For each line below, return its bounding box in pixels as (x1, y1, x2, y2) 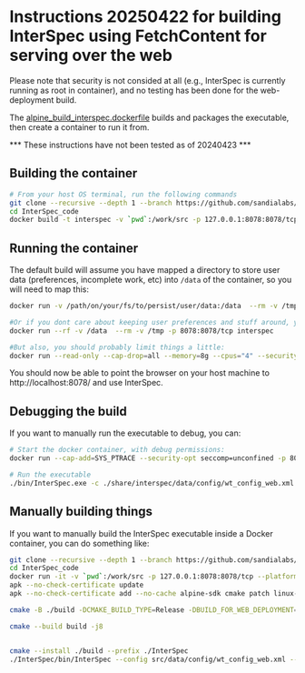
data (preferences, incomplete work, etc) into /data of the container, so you (9, 275, 292, 286)
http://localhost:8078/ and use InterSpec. (9, 377, 163, 388)
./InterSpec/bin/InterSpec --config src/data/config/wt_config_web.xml (9, 655, 286, 664)
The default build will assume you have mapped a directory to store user (9, 265, 280, 276)
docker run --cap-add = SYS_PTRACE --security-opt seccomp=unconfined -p (9, 454, 286, 463)
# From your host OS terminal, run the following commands (9, 189, 238, 199)
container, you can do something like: (9, 537, 150, 548)
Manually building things (9, 504, 152, 519)
